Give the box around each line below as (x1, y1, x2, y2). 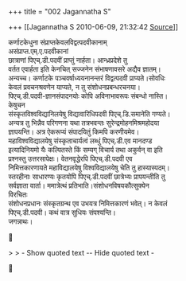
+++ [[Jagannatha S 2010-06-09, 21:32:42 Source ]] (8, 22, 179, 31)
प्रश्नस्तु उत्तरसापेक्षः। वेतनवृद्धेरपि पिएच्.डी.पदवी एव (8, 154, 133, 163)
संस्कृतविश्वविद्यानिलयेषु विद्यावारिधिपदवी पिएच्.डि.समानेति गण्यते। (8, 109, 171, 119)
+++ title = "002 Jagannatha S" (8, 7, 111, 16)
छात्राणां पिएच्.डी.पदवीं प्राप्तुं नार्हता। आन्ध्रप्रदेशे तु (8, 56, 128, 64)
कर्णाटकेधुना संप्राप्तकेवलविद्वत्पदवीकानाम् (8, 37, 107, 47)
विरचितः (8, 190, 28, 199)
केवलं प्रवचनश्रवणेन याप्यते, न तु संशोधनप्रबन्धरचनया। (8, 83, 141, 92)
